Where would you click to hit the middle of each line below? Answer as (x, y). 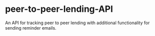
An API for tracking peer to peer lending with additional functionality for (77, 23)
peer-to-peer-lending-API (59, 9)
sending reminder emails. (31, 28)
